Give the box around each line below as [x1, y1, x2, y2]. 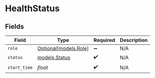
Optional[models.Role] [37, 45, 89, 52]
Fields [5, 22, 24, 31]
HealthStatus [5, 3, 60, 14]
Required [93, 37, 115, 43]
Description [119, 37, 148, 43]
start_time [7, 64, 33, 70]
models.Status [37, 54, 70, 61]
